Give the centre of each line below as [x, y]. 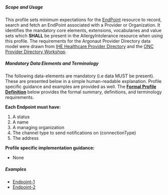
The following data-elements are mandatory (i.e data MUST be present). [80, 76]
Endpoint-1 [24, 181]
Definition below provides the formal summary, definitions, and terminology [83, 92]
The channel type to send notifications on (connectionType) [74, 133]
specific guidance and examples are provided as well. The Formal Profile [81, 86]
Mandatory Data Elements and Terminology [52, 63]
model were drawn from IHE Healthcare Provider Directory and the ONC [79, 46]
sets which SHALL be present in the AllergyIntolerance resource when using [84, 36]
